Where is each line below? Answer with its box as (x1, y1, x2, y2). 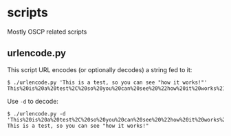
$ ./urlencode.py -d (7, 110, 67, 117)
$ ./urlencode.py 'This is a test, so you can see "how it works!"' (7, 79, 208, 86)
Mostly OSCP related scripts (7, 27, 87, 36)
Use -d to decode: (7, 97, 58, 105)
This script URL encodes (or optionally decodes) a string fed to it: (7, 65, 192, 73)
